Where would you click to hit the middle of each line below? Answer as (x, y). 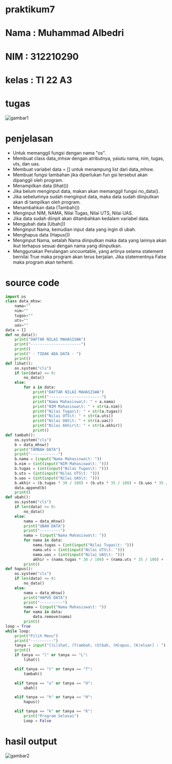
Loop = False (38, 721)
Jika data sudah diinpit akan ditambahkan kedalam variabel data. (81, 218)
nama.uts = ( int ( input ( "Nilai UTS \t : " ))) (79, 550)
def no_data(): (21, 335)
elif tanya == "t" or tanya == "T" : (54, 669)
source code (33, 283)
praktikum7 (30, 10)
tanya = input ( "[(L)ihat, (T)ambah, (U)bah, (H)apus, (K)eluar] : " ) (90, 645)
